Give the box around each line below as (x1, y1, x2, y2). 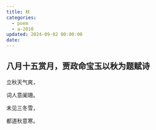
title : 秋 (6, 9, 30, 15)
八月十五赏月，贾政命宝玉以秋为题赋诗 (6, 61, 150, 72)
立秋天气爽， (6, 78, 38, 86)
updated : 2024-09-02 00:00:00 (6, 32, 83, 38)
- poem (12, 20, 29, 26)
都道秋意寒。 (6, 117, 38, 125)
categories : (6, 15, 36, 21)
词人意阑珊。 (6, 91, 38, 98)
